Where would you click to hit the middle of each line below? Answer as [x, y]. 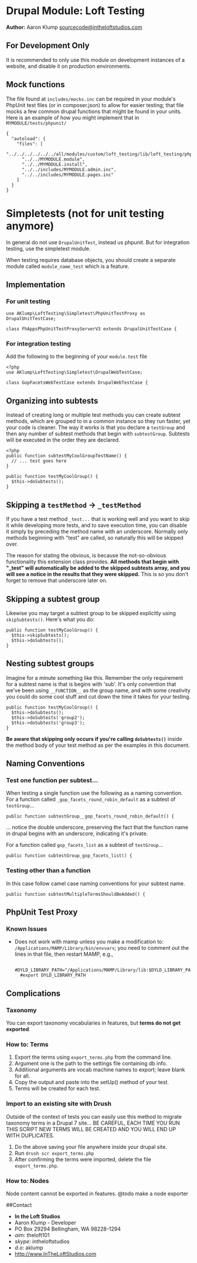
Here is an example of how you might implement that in [73, 117]
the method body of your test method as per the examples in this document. [98, 745]
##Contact [19, 1205]
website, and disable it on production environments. [69, 66]
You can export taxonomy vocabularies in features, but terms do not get [94, 1023]
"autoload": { [28, 139]
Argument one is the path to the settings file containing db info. [91, 1063]
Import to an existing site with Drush [59, 1104]
